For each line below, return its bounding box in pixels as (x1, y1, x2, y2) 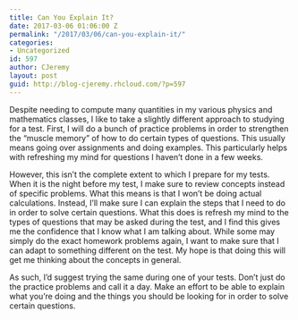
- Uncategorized (9, 46, 70, 55)
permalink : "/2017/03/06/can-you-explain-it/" (9, 29, 186, 38)
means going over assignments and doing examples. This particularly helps (9, 142, 288, 153)
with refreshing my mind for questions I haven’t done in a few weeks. (9, 151, 264, 162)
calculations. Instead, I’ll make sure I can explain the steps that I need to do (9, 198, 286, 208)
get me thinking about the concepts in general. (9, 254, 182, 265)
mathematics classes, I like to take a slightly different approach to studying (9, 114, 285, 124)
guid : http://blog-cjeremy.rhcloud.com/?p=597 (9, 80, 186, 88)
